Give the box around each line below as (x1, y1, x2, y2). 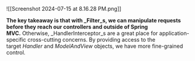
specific (6, 36, 27, 43)
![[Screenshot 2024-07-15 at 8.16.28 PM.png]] (6, 5, 122, 12)
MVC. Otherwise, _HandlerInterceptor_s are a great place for (6, 30, 159, 37)
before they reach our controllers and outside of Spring (6, 24, 148, 30)
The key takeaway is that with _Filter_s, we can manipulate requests (6, 17, 181, 24)
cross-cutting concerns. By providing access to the (27, 36, 156, 43)
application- (159, 30, 190, 37)
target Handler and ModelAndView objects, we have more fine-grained (6, 42, 183, 50)
